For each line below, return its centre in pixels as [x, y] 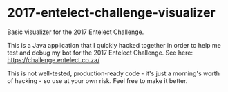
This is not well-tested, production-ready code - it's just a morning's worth [113, 73]
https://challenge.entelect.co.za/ [54, 59]
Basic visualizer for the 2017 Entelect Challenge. [76, 32]
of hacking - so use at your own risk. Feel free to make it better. [97, 80]
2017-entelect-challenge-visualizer [111, 13]
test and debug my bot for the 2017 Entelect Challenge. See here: [100, 53]
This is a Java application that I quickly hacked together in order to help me [114, 45]
